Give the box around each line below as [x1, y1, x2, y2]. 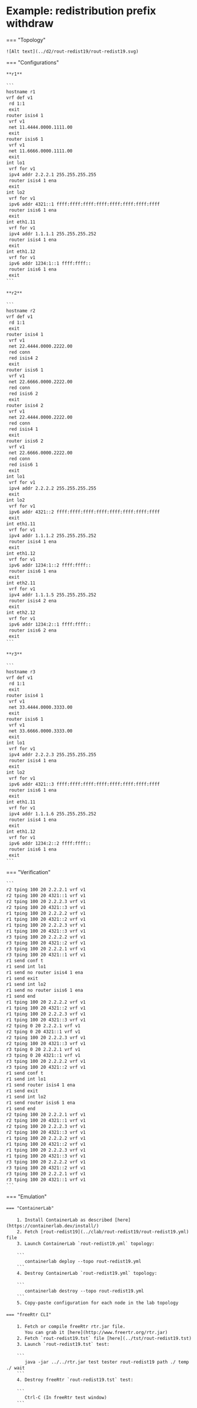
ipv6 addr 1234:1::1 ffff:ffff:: [8, 260, 92, 266]
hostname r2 [6, 308, 35, 314]
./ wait [6, 1365, 25, 1371]
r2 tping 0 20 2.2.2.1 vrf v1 [6, 1023, 81, 1029]
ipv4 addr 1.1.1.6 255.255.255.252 [8, 811, 96, 817]
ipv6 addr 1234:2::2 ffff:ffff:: [8, 840, 92, 846]
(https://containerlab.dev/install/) [6, 1223, 99, 1229]
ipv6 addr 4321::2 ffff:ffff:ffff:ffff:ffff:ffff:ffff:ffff [8, 509, 160, 515]
